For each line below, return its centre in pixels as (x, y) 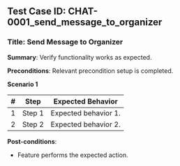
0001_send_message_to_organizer (85, 23)
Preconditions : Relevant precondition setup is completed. (90, 70)
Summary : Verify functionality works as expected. (80, 57)
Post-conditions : (32, 141)
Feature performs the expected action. (73, 155)
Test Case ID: (37, 11)
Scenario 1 (23, 84)
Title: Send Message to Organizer (65, 42)
